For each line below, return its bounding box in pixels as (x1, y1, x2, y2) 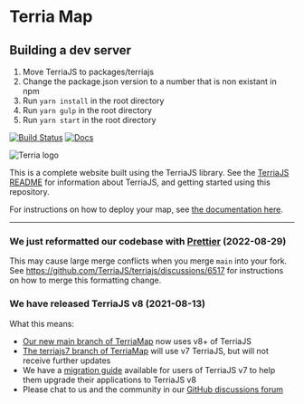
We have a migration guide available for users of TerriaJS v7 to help (22, 364, 276, 375)
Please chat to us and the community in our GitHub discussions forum (22, 383, 283, 395)
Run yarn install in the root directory (22, 95, 165, 106)
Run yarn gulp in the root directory (22, 105, 152, 115)
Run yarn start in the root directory (22, 115, 157, 125)
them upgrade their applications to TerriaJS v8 (22, 374, 197, 385)
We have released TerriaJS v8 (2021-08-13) (9, 297, 206, 310)
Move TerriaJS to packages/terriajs (22, 66, 155, 77)
